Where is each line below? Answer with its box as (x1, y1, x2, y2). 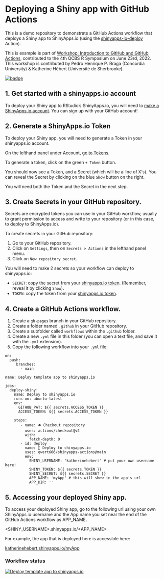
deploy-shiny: (9, 388, 38, 393)
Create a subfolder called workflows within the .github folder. (12, 328, 136, 334)
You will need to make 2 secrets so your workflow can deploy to (5, 265, 134, 271)
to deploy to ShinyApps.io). (5, 221, 60, 227)
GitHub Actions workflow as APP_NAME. (5, 517, 87, 523)
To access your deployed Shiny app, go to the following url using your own (5, 506, 156, 512)
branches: (16, 362, 36, 367)
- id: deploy (20, 441, 47, 446)
